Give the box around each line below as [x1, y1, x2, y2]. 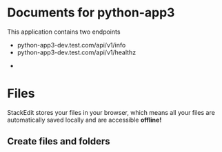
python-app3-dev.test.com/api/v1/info [17, 41, 126, 49]
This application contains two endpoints [7, 28, 121, 36]
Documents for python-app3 [7, 5, 175, 21]
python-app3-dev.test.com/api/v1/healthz [17, 48, 137, 56]
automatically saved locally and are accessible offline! [7, 116, 162, 124]
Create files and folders [7, 135, 110, 147]
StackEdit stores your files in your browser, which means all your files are [7, 108, 215, 116]
